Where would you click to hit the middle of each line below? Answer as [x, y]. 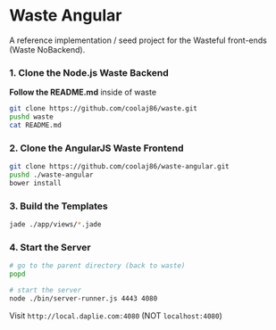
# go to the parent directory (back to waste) [97, 266]
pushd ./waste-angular [51, 175]
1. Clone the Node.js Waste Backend [89, 72]
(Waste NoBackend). [47, 49]
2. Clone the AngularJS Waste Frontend [97, 148]
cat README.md [36, 125]
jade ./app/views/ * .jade [55, 225]
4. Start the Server [50, 247]
